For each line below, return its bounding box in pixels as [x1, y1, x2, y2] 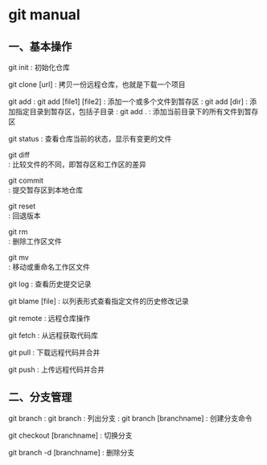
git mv [8, 253, 30, 262]
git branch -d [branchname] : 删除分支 [8, 447, 135, 457]
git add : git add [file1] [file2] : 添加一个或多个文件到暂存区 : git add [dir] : [8, 97, 248, 106]
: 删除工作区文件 [8, 237, 62, 246]
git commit [8, 175, 44, 185]
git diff [8, 150, 31, 159]
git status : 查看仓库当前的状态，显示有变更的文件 [8, 134, 172, 143]
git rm [8, 227, 28, 237]
